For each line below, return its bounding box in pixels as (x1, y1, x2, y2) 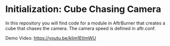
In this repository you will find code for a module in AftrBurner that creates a (5, 20, 165, 26)
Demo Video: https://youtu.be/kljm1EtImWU (5, 35, 96, 41)
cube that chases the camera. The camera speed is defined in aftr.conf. (5, 25, 156, 31)
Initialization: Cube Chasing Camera (5, 3, 161, 15)
